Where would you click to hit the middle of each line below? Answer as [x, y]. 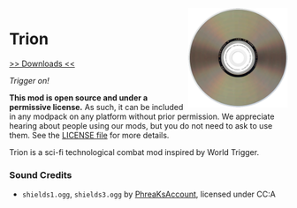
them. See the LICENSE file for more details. [89, 135]
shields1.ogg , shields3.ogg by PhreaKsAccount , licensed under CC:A [148, 194]
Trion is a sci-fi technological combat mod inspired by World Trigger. [134, 152]
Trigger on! [30, 80]
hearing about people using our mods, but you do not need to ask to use [141, 125]
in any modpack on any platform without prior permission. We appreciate [142, 116]
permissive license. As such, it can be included [96, 107]
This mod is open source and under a [79, 97]
